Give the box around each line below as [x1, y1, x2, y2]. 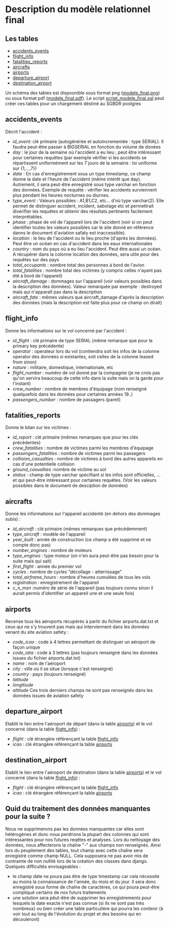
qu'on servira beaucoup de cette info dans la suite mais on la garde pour [12, 375, 164, 381]
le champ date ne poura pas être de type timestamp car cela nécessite [12, 873, 160, 879]
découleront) [12, 916, 40, 922]
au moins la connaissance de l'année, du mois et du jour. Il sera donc [12, 878, 156, 885]
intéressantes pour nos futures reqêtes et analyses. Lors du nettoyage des [5, 837, 160, 843]
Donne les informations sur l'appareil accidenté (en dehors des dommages [5, 511, 160, 517]
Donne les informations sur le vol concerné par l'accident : [5, 328, 127, 334]
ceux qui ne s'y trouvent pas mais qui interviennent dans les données [5, 624, 150, 630]
